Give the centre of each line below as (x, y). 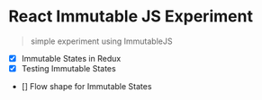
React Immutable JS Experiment (131, 17)
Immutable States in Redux (71, 58)
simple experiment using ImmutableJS (101, 41)
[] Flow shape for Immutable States (86, 87)
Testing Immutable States (68, 68)
